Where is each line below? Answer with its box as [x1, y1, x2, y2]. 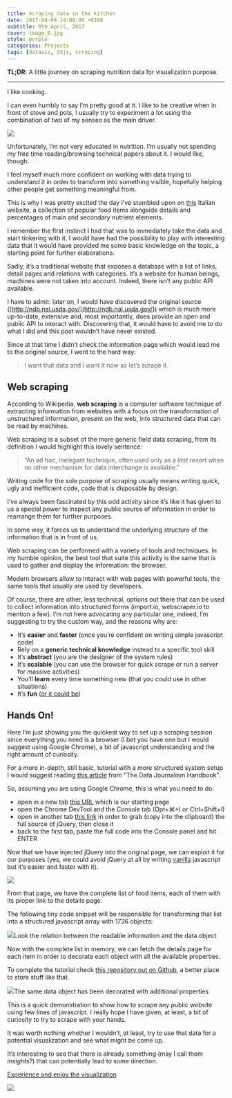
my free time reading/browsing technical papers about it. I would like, [7, 150, 204, 158]
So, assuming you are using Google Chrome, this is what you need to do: [7, 784, 214, 793]
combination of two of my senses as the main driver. [7, 116, 157, 124]
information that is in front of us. [7, 532, 99, 541]
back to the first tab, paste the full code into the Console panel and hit [17, 827, 217, 835]
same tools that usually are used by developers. [7, 582, 144, 590]
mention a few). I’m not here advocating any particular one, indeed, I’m [7, 610, 209, 618]
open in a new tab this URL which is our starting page [17, 798, 170, 806]
